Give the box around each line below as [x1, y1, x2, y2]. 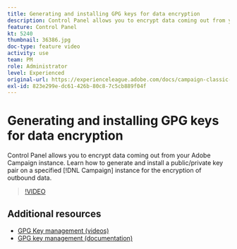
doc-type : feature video [7, 43, 80, 50]
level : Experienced [7, 69, 65, 76]
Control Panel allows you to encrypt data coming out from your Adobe [7, 151, 211, 159]
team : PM [7, 56, 33, 63]
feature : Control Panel [7, 23, 78, 30]
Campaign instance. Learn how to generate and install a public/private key [7, 159, 224, 167]
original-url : [7, 75, 49, 83]
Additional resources [7, 207, 102, 219]
